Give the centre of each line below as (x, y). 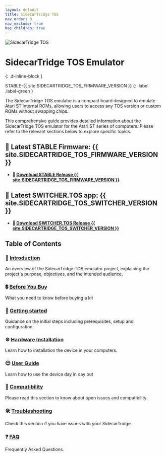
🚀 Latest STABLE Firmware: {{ (52, 147)
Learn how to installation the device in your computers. (61, 350)
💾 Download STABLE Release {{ (45, 174)
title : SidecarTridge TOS (32, 14)
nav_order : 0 (19, 19)
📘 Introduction (23, 258)
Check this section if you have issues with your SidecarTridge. (69, 424)
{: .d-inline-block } (24, 76)
